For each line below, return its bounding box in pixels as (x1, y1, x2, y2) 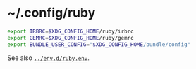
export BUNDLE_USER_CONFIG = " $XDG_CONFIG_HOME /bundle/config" (7, 40, 191, 48)
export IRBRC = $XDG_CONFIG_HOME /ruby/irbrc (7, 28, 134, 35)
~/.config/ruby (7, 5, 96, 21)
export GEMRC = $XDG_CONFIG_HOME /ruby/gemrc (7, 34, 134, 41)
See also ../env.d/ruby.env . (7, 54, 90, 62)
